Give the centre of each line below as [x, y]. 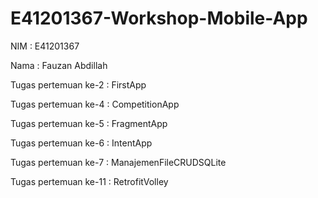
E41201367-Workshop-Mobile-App [159, 18]
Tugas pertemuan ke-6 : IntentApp [81, 143]
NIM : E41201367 [45, 46]
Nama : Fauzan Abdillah [59, 65]
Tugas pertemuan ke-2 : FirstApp [78, 84]
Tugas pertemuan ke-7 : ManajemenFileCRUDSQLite [118, 162]
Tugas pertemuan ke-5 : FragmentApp [89, 123]
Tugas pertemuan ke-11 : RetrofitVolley [89, 181]
